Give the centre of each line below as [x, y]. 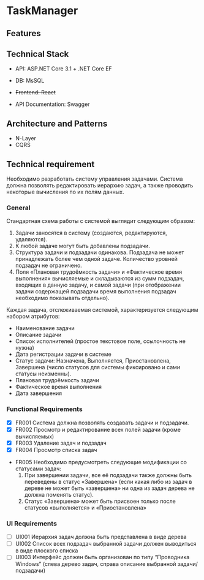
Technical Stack [38, 54]
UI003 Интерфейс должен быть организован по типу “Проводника [102, 557]
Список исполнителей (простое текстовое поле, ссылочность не [100, 341]
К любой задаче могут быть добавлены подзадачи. [82, 246]
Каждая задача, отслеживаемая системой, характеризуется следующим [102, 310]
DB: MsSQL [30, 81]
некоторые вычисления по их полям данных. [65, 192]
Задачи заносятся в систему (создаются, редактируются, [91, 233]
